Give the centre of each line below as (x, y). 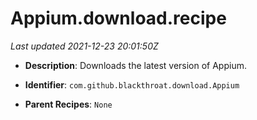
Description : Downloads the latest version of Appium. (135, 65)
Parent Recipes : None (68, 104)
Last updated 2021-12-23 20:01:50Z (84, 46)
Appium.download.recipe (118, 18)
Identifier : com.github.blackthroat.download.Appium (132, 84)
